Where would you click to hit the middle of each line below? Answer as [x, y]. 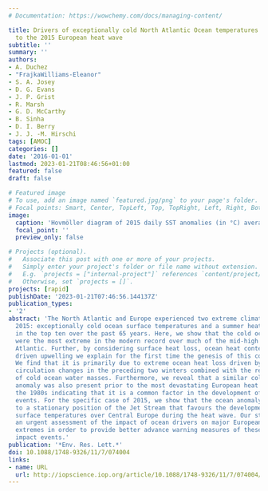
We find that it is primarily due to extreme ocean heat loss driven [133, 363]
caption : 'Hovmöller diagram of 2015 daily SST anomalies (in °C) [128, 223]
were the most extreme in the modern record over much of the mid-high [137, 341]
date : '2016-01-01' [41, 156]
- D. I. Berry [32, 127]
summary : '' [28, 53]
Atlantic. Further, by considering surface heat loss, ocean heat [128, 348]
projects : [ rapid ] [39, 289]
